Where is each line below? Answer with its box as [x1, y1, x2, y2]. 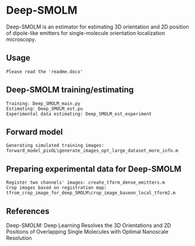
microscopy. [6, 36, 37, 43]
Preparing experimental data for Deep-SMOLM [6, 164, 182, 174]
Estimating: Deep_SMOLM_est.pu [6, 106, 83, 111]
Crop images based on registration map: [6, 185, 108, 191]
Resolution [6, 235, 32, 241]
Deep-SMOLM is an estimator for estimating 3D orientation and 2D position [6, 23, 189, 30]
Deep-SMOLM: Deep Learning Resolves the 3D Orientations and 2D [6, 222, 171, 229]
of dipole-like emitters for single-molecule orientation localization [6, 29, 165, 36]
